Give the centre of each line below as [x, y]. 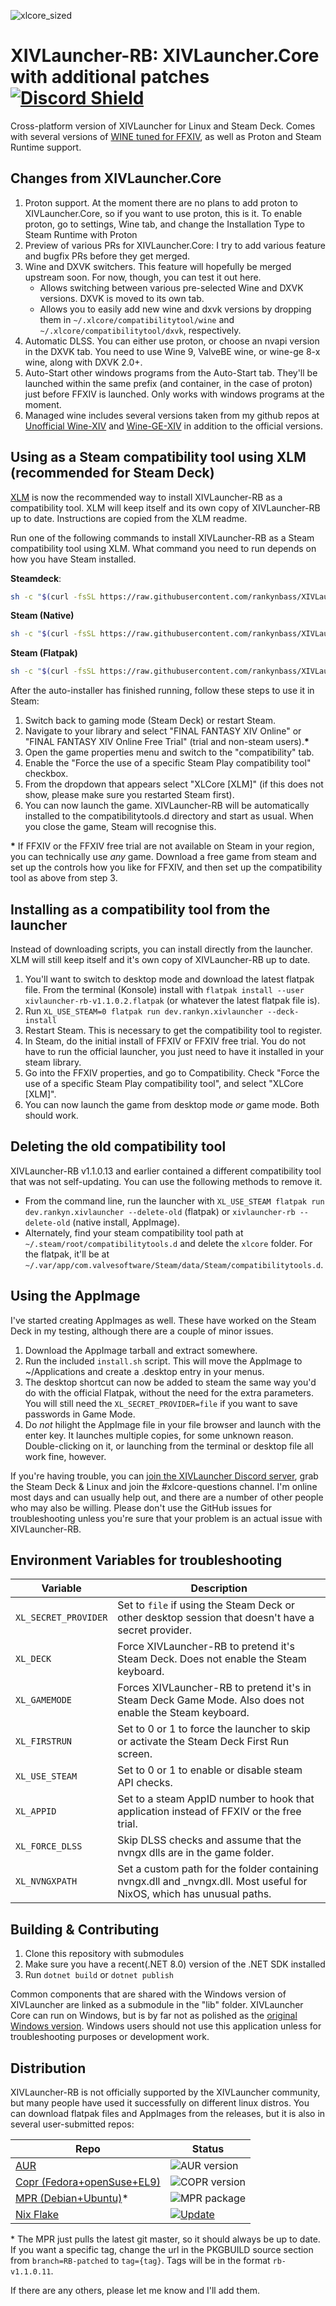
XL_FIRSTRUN [44, 1741]
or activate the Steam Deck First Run [203, 1742]
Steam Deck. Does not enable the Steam [212, 1659]
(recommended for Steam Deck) [112, 473]
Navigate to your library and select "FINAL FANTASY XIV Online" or [163, 731]
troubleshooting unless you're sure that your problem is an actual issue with [166, 1518]
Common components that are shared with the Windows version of [148, 1994]
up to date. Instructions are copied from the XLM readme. [129, 518]
